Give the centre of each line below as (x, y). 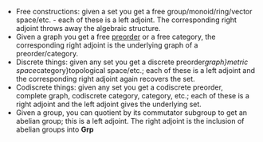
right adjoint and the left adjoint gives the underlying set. (108, 104)
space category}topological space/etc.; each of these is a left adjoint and (135, 70)
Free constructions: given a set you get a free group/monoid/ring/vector (134, 12)
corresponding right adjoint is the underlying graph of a (107, 45)
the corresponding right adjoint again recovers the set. (105, 79)
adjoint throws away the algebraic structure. (88, 28)
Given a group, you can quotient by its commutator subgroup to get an (131, 113)
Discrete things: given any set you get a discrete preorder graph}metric (132, 62)
